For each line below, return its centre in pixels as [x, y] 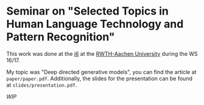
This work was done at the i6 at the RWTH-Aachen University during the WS [102, 53]
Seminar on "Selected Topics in [87, 11]
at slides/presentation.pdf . [42, 85]
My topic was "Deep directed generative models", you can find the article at [101, 72]
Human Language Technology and [95, 24]
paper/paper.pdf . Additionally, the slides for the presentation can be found [100, 78]
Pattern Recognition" [61, 37]
